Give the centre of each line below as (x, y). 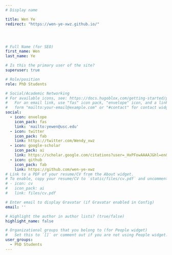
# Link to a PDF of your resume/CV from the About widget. (70, 174)
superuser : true (23, 70)
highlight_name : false (29, 221)
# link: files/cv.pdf (31, 193)
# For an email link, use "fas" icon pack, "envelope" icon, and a (81, 103)
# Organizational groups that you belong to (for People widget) (76, 230)
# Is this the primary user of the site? (50, 65)
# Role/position (23, 79)
